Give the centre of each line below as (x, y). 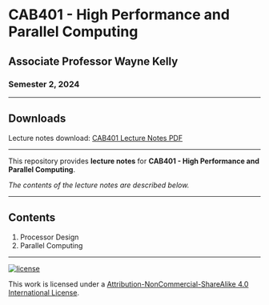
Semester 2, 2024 (44, 84)
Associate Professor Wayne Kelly (93, 61)
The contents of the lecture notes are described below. (99, 185)
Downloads (37, 119)
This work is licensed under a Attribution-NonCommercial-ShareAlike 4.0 (128, 284)
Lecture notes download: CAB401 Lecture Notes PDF (95, 138)
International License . (44, 292)
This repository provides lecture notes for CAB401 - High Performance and (134, 161)
